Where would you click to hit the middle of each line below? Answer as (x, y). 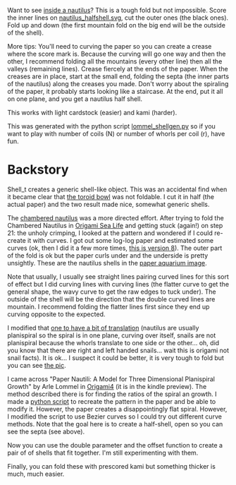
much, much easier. (36, 474)
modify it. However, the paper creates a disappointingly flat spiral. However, (117, 409)
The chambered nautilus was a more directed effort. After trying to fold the (116, 217)
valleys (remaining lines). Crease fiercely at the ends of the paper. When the (118, 69)
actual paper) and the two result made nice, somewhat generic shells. (108, 204)
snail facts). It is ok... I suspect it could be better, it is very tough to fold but (116, 358)
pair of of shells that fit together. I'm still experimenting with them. (103, 453)
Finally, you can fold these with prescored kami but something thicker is (112, 466)
